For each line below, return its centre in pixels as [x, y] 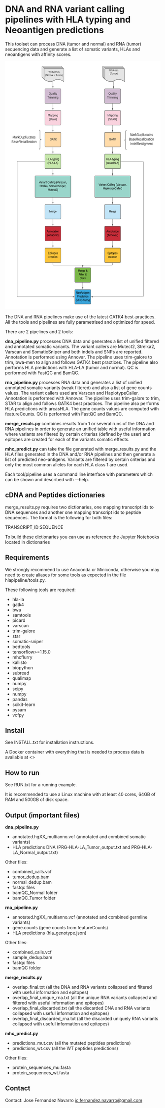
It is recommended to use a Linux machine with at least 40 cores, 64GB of [81, 794]
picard [19, 620]
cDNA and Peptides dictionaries [55, 495]
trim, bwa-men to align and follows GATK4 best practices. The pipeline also [82, 362]
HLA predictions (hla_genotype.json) [49, 933]
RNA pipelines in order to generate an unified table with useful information [81, 429]
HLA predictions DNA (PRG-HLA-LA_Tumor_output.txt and [71, 847]
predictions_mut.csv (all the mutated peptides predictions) [71, 1043]
